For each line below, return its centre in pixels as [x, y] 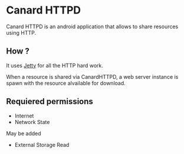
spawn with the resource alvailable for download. [66, 83]
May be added [24, 133]
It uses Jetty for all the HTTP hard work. [55, 65]
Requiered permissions [50, 101]
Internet [24, 116]
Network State [32, 122]
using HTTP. [21, 32]
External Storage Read [42, 145]
